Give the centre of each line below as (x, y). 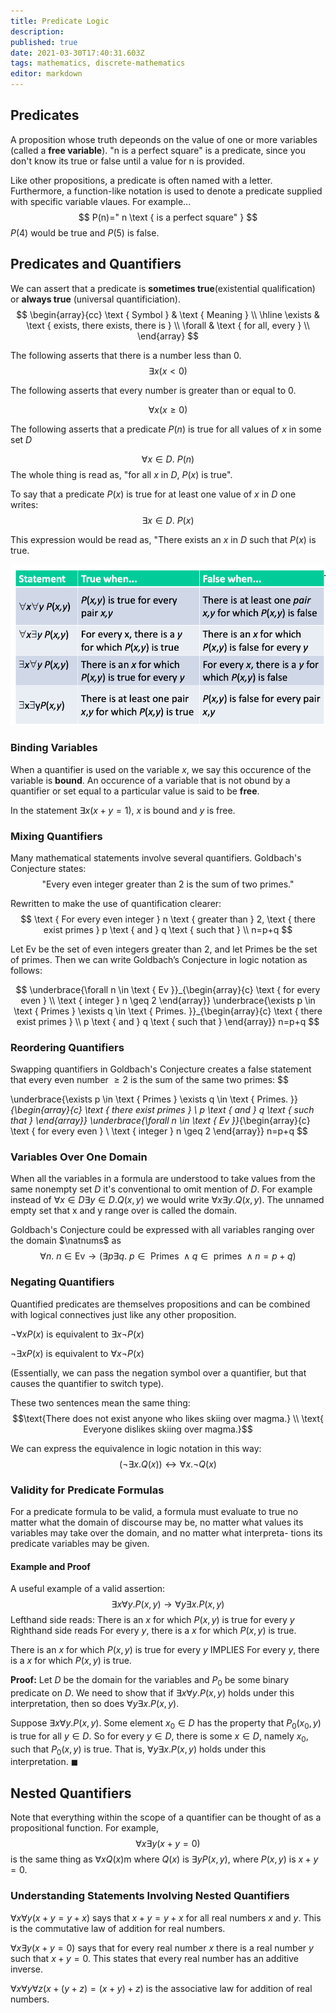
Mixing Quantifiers (56, 836)
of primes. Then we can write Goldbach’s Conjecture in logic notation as (159, 959)
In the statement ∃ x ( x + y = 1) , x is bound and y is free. (123, 810)
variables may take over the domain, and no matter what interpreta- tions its (166, 1533)
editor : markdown (46, 74)
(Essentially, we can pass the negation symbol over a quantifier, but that (158, 1372)
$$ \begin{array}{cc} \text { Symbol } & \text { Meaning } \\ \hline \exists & (168, 314)
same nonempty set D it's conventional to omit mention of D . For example (161, 1189)
